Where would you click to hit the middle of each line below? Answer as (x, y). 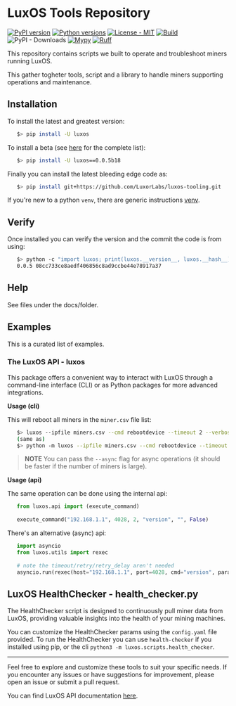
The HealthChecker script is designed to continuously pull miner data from (115, 611)
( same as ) (31, 439)
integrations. (26, 392)
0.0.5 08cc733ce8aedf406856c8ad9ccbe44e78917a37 (89, 266)
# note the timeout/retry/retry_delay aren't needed (95, 565)
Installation (32, 104)
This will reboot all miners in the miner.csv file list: (79, 419)
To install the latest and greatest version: (66, 121)
